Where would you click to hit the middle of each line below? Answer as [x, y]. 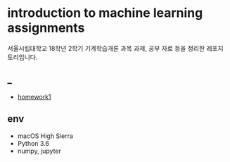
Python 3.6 [33, 143]
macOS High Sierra [45, 136]
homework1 [34, 96]
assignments [46, 28]
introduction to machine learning [105, 13]
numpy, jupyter [39, 151]
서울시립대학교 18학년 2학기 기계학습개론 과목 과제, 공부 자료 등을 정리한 [106, 48]
